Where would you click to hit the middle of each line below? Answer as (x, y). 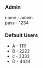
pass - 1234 (17, 23)
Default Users (21, 35)
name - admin (19, 18)
